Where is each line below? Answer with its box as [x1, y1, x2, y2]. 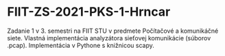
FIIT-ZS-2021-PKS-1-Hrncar [7, 4, 171, 20]
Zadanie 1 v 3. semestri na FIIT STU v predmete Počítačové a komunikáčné [7, 27, 219, 35]
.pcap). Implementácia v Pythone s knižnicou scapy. [7, 41, 154, 49]
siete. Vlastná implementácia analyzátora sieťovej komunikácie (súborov [7, 33, 211, 42]
